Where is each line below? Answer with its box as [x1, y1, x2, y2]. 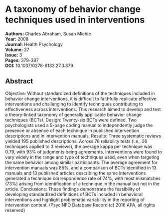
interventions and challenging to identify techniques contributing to [5, 101, 144, 107]
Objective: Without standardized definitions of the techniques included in [5, 90, 156, 96]
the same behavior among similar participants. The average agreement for [5, 159, 158, 165]
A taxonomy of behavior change [5, 3, 141, 15]
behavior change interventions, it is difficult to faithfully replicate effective [5, 95, 157, 101]
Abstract [5, 77, 33, 85]
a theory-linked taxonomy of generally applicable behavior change [5, 111, 142, 117]
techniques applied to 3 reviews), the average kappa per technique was [5, 143, 153, 149]
